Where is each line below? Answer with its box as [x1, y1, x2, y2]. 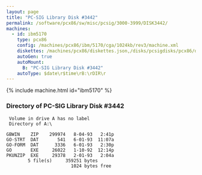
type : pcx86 [17, 37, 47, 43]
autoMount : [17, 59, 44, 65]
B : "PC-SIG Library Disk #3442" [22, 64, 103, 71]
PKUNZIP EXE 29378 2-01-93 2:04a [6, 152, 114, 158]
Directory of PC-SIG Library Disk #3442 [6, 102, 124, 110]
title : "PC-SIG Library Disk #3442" [6, 14, 98, 20]
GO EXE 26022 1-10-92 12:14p [6, 147, 114, 153]
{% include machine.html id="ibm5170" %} [6, 87, 112, 94]
